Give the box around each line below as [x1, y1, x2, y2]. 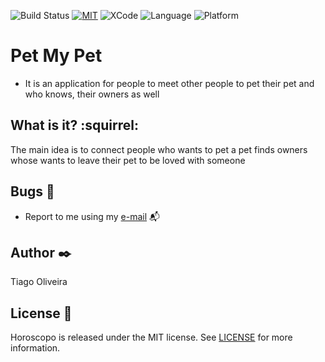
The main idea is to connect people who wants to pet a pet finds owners [10, 143, 308, 155]
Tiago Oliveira [10, 276, 68, 288]
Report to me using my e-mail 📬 [24, 210, 161, 222]
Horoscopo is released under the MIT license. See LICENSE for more [10, 331, 293, 344]
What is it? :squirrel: [10, 117, 139, 134]
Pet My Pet [10, 45, 103, 67]
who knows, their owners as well [24, 88, 160, 100]
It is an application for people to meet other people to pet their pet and [24, 77, 315, 89]
